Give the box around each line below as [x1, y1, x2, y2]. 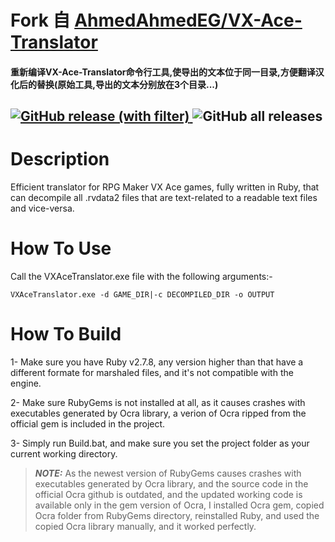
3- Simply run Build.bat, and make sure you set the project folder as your [10, 437, 310, 449]
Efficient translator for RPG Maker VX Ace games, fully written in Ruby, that [10, 181, 320, 193]
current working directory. [10, 447, 118, 460]
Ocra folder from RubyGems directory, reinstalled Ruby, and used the [34, 509, 320, 521]
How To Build [10, 323, 122, 346]
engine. [10, 377, 42, 389]
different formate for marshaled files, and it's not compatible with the [10, 366, 294, 378]
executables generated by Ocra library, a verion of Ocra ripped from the [10, 407, 307, 419]
